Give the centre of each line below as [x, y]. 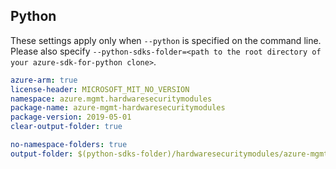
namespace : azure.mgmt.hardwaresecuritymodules [111, 99]
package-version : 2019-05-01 [71, 117]
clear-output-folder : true [66, 127]
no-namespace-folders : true [69, 145]
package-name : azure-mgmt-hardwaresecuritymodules [118, 108]
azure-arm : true [44, 80]
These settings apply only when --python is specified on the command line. [166, 40]
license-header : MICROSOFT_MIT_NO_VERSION [100, 89]
